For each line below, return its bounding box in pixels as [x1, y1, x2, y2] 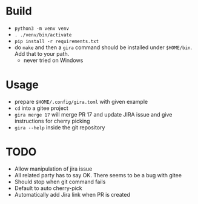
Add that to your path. [14, 50, 70, 57]
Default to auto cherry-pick [14, 184, 82, 192]
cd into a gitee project [14, 104, 69, 112]
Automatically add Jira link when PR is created [14, 191, 131, 198]
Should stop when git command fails [14, 178, 106, 185]
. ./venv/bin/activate [14, 32, 72, 38]
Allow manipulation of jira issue [14, 165, 93, 172]
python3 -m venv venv [14, 25, 69, 32]
